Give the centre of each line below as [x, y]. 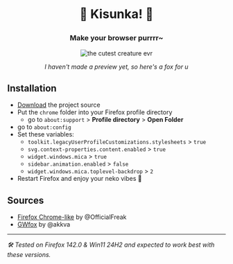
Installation [32, 88]
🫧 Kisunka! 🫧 [116, 14]
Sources [26, 200]
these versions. [29, 255]
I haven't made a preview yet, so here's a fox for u [116, 67]
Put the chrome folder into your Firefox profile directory [95, 112]
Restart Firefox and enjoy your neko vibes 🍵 [79, 179]
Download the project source [59, 105]
